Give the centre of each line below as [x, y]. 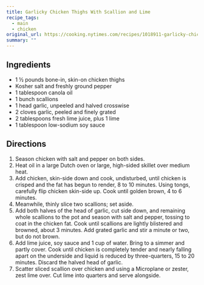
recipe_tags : [23, 18]
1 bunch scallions [37, 99]
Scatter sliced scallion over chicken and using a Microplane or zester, [102, 269]
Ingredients [29, 65]
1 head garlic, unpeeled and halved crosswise [72, 105]
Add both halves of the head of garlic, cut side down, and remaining [100, 210]
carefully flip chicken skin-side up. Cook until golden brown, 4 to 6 [98, 191]
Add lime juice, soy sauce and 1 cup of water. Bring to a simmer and [100, 243]
